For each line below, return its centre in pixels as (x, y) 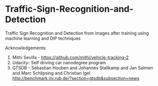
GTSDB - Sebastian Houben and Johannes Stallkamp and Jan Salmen (83, 68)
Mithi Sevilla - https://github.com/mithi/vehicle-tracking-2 (70, 57)
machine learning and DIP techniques (43, 38)
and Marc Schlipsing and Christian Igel (51, 73)
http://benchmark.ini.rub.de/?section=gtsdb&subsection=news (76, 78)
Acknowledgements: (26, 48)
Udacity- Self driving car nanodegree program (59, 62)
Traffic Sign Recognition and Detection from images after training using (77, 33)
